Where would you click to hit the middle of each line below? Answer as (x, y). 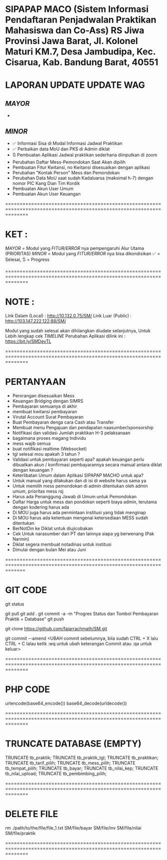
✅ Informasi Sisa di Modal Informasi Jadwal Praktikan (67, 143)
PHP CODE (28, 689)
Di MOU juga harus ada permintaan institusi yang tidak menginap (79, 512)
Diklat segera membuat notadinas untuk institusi (62, 544)
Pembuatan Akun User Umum (43, 189)
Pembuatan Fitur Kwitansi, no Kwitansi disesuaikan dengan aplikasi (81, 167)
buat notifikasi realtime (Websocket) (50, 449)
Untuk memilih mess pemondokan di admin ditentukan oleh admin (80, 486)
